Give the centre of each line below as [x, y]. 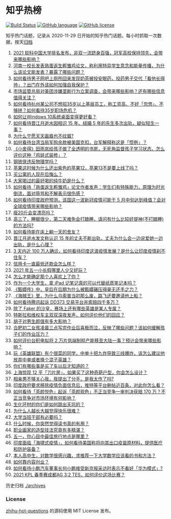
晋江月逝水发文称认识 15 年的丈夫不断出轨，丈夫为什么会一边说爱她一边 [88, 238]
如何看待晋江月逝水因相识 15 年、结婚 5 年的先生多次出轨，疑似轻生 [84, 123]
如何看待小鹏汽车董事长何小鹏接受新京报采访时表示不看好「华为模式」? [88, 468]
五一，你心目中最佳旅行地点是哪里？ [51, 436]
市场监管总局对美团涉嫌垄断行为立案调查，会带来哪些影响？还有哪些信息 [89, 91]
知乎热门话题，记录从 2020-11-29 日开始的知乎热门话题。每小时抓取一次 [81, 35]
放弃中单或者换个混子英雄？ [42, 359]
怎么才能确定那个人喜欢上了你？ [47, 276]
